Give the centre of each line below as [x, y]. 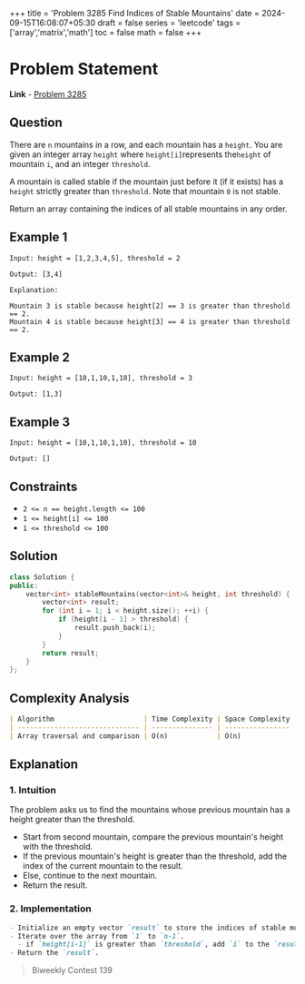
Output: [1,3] [36, 394]
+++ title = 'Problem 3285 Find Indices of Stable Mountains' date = [135, 13]
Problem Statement [84, 69]
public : [24, 585]
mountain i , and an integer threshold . [80, 163]
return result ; [71, 653]
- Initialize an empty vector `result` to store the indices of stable [148, 928]
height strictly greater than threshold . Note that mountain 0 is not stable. [145, 191]
